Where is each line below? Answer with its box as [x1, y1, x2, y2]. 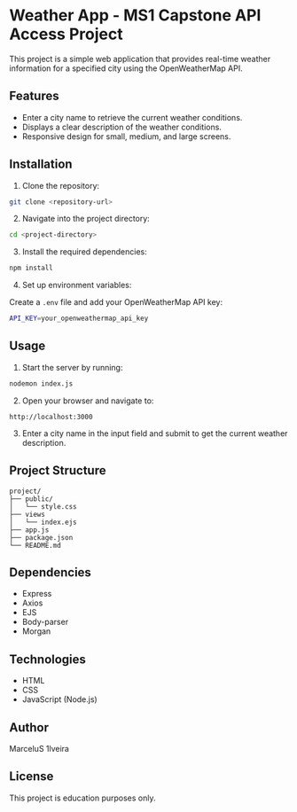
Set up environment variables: [21, 280, 132, 291]
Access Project [9, 24, 123, 44]
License [9, 769, 54, 785]
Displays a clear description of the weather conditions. [21, 121, 222, 132]
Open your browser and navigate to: [21, 395, 154, 406]
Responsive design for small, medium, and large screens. [21, 130, 231, 142]
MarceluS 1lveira [9, 744, 69, 753]
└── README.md [9, 541, 62, 550]
